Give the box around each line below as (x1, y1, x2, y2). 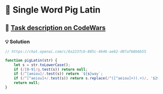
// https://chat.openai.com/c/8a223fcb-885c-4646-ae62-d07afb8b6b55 (5, 49, 147, 54)
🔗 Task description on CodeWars (5, 24, 106, 32)
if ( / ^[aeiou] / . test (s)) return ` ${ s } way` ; (14, 71, 103, 77)
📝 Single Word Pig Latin (5, 4, 101, 16)
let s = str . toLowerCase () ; (14, 63, 70, 67)
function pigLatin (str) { (5, 58, 57, 63)
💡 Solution (5, 38, 30, 45)
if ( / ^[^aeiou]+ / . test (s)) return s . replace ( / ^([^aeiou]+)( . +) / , (14, 76, 149, 81)
